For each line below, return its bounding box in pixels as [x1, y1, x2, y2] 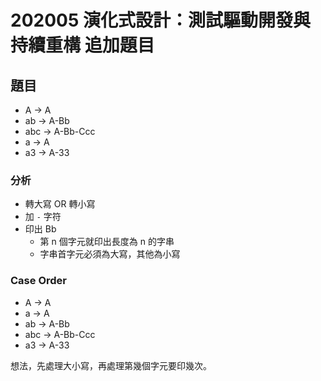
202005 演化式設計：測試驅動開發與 [10, 9, 311, 32]
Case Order [10, 274, 67, 288]
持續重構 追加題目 [10, 34, 155, 57]
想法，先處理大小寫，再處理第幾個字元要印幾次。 [10, 359, 212, 371]
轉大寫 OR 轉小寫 [24, 198, 96, 210]
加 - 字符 [24, 211, 62, 223]
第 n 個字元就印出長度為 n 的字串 [39, 236, 175, 248]
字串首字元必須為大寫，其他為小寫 [39, 248, 181, 260]
